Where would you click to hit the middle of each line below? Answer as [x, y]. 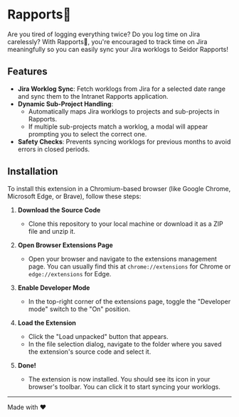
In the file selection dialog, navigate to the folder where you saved [125, 344]
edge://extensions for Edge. [70, 274]
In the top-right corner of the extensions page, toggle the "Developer [129, 301]
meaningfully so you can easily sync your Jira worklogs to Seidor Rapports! [118, 49]
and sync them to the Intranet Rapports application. [93, 96]
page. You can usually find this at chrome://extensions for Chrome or [129, 266]
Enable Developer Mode [54, 288]
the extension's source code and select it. [90, 352]
